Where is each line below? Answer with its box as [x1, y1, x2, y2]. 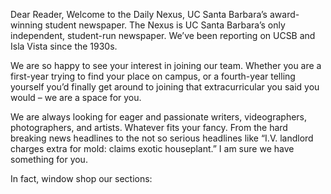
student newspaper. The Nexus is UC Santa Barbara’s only [44, 19, 286, 31]
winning [10, 19, 43, 31]
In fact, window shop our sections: [10, 173, 153, 184]
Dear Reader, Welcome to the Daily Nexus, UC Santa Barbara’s [10, 9, 268, 20]
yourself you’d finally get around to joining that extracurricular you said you [10, 81, 320, 93]
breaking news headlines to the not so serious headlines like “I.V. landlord [10, 132, 314, 144]
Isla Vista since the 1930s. [10, 40, 118, 52]
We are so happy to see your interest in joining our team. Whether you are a [10, 60, 322, 71]
